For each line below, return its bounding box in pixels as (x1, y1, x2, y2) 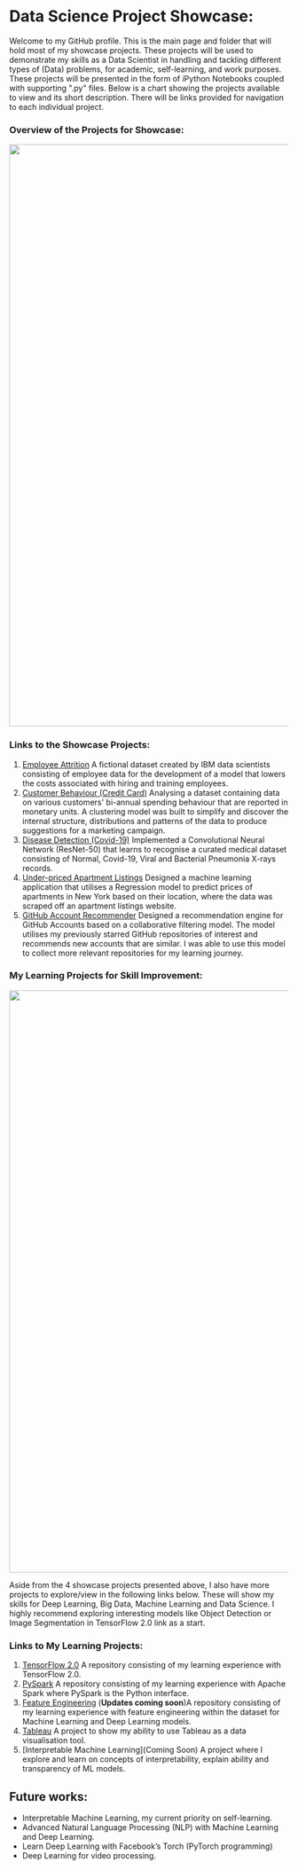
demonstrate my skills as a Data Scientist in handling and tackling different (9, 54, 281, 65)
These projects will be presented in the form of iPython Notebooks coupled (9, 73, 285, 83)
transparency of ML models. (21, 1764, 126, 1774)
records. (21, 862, 53, 873)
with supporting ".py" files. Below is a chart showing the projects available (9, 82, 280, 93)
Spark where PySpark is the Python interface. (21, 1688, 189, 1699)
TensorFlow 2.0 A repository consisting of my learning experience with (21, 1660, 282, 1670)
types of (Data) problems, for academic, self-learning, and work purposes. (9, 64, 282, 75)
